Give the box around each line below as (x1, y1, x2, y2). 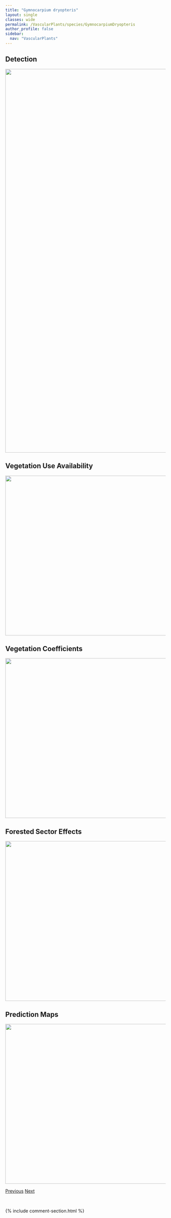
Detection (5, 55, 37, 64)
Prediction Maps (5, 1010, 59, 1018)
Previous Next (5, 1188, 35, 1194)
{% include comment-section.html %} (5, 1208, 85, 1214)
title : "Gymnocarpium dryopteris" (5, 7, 79, 13)
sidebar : (5, 31, 24, 36)
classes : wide (5, 17, 36, 22)
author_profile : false (5, 27, 53, 32)
